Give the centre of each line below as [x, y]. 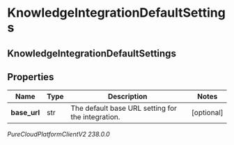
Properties [31, 77]
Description [127, 97]
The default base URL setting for [124, 108]
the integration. [95, 117]
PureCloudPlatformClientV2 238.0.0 [58, 135]
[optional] [207, 113]
